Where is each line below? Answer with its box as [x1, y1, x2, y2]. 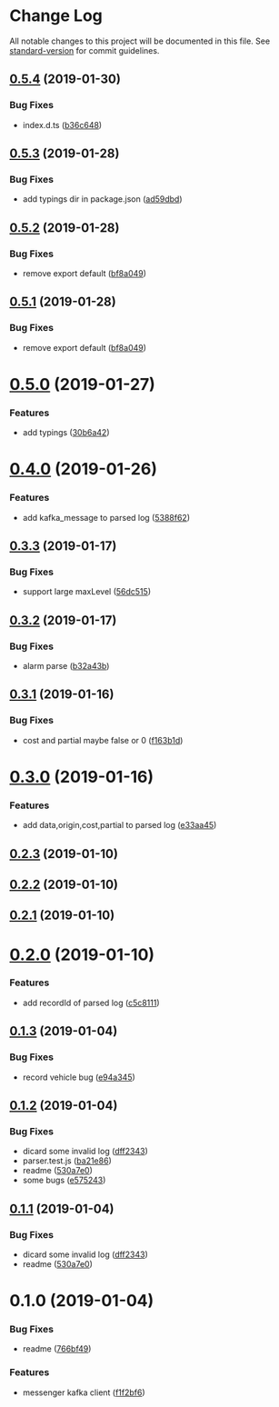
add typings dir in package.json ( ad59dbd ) [22, 194, 184, 205]
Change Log [9, 5, 103, 26]
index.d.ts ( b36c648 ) [22, 119, 103, 130]
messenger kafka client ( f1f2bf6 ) [22, 1387, 145, 1398]
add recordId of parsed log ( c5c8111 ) [22, 997, 161, 1008]
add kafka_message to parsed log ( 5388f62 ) [22, 512, 191, 523]
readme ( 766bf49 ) [22, 1343, 92, 1354]
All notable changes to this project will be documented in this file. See [9, 35, 271, 46]
